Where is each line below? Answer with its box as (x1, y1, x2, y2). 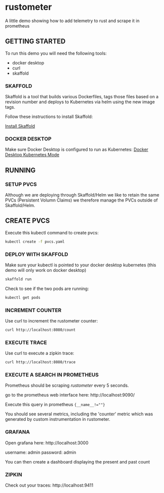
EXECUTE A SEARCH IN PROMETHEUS (5, 372, 99, 378)
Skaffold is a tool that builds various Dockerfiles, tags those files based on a (5, 94, 159, 100)
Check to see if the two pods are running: (5, 286, 89, 291)
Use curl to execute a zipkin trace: (5, 350, 75, 356)
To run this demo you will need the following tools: (5, 50, 107, 56)
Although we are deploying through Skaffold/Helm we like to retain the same (5, 192, 160, 198)
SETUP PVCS (5, 181, 37, 188)
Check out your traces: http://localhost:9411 (5, 482, 94, 488)
